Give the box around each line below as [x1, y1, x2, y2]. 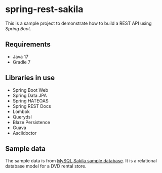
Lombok [12, 108, 30, 114]
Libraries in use [5, 74, 55, 82]
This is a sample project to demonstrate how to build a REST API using [5, 20, 152, 26]
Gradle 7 [12, 59, 31, 65]
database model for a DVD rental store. [5, 163, 87, 169]
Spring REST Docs [12, 103, 52, 109]
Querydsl [12, 113, 32, 120]
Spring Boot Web [12, 87, 49, 93]
